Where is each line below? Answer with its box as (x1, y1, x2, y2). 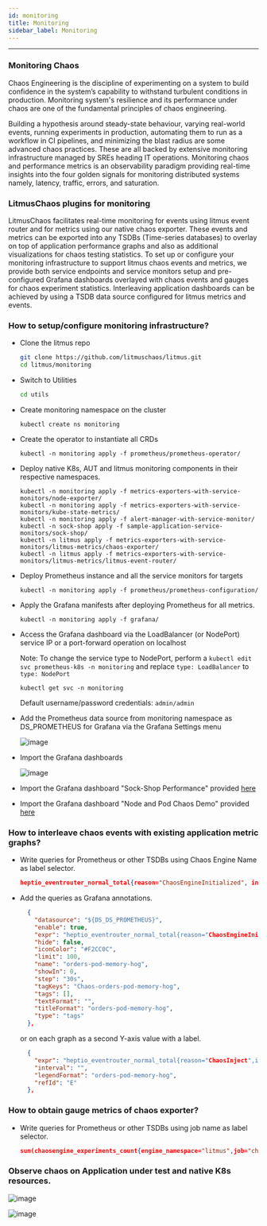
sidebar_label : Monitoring (8, 26, 98, 34)
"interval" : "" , (34, 1064, 88, 1072)
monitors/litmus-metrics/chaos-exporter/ (19, 543, 159, 551)
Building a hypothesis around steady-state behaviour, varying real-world (8, 118, 246, 128)
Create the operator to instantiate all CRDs (19, 434, 159, 443)
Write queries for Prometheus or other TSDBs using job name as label (19, 1123, 248, 1132)
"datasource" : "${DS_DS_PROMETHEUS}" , (34, 915, 163, 924)
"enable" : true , (34, 923, 88, 931)
